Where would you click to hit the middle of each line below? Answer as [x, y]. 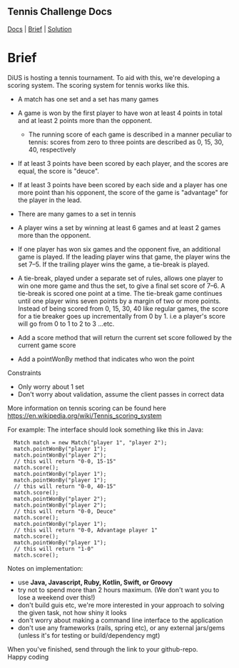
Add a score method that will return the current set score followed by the [124, 337]
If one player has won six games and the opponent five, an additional [119, 249]
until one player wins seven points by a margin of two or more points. [119, 301]
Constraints [24, 373]
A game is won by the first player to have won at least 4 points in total [120, 113]
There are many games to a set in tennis [77, 214]
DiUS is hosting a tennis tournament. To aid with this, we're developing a [114, 77]
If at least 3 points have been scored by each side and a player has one [122, 184]
